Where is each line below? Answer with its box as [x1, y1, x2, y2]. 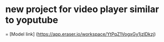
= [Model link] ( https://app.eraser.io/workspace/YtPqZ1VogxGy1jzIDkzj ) [5, 31, 156, 37]
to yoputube [5, 14, 58, 26]
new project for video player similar [5, 4, 159, 15]
